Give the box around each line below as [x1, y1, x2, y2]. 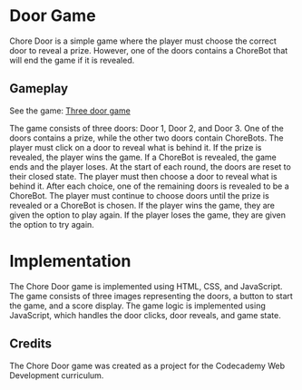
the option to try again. [9, 219, 95, 229]
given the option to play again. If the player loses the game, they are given [9, 210, 287, 220]
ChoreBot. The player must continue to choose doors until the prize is [9, 190, 269, 200]
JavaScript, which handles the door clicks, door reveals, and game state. [9, 309, 281, 320]
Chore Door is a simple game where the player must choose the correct [9, 35, 277, 46]
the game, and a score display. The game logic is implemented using [9, 300, 266, 311]
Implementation [9, 250, 132, 271]
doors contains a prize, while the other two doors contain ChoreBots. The [9, 132, 284, 143]
